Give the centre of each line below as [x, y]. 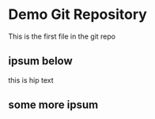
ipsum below [40, 61]
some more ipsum [53, 105]
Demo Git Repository [78, 15]
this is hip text [31, 80]
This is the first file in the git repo [62, 36]
